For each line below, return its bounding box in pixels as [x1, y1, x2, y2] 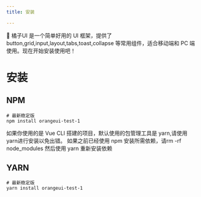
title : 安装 [6, 9, 35, 15]
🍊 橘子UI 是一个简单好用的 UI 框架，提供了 [6, 32, 113, 39]
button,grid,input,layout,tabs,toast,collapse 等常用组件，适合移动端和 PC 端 [6, 39, 196, 46]
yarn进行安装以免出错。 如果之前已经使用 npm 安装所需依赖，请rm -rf [6, 137, 182, 144]
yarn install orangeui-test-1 [6, 185, 83, 192]
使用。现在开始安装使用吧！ [6, 47, 76, 54]
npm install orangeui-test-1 [6, 118, 80, 124]
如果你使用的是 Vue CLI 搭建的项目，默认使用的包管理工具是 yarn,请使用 [6, 129, 188, 137]
